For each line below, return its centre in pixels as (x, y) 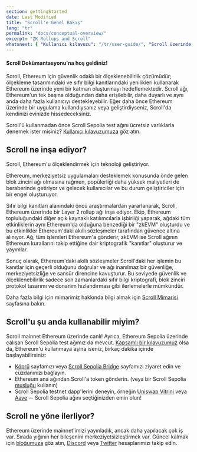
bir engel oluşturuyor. (32, 194)
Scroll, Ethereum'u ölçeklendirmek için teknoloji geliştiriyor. (78, 164)
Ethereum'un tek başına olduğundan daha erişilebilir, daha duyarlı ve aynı (95, 95)
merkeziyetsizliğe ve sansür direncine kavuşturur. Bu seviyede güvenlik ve (96, 273)
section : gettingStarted (37, 11)
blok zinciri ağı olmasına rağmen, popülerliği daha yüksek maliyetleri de (93, 182)
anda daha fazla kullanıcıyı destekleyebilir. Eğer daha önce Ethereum (89, 101)
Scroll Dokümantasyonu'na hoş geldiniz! (57, 63)
